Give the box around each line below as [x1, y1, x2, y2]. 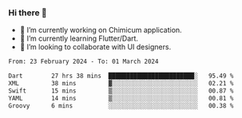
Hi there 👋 [8, 7, 48, 18]
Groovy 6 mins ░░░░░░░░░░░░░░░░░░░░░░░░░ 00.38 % [8, 101, 234, 110]
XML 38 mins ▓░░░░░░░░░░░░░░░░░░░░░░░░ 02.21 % [8, 80, 234, 88]
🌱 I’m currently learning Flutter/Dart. [19, 33, 138, 43]
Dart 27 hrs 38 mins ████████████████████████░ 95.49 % [8, 72, 234, 81]
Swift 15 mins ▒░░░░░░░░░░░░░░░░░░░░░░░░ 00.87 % [8, 87, 234, 95]
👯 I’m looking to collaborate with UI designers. [19, 42, 172, 52]
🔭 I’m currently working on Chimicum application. [19, 26, 182, 35]
